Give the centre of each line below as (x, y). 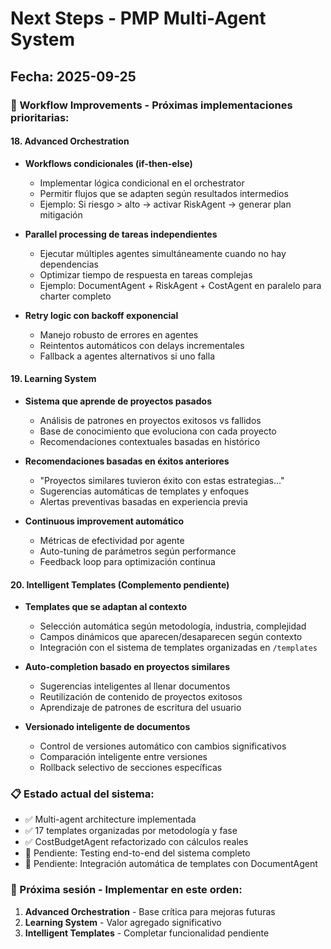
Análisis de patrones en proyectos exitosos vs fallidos (150, 420)
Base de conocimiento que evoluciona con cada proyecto (158, 431)
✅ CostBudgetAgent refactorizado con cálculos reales (136, 842)
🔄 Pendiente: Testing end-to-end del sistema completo (137, 853)
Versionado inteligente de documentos (107, 727)
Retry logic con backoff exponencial (101, 315)
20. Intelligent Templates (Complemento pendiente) (120, 584)
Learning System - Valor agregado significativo (123, 922)
